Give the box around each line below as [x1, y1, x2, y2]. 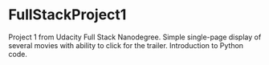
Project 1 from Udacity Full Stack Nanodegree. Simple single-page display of [8, 32, 262, 42]
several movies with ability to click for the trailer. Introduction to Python [8, 40, 243, 50]
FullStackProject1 [8, 6, 127, 24]
